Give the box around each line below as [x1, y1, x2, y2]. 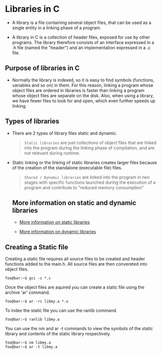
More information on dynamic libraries [19, 229, 96, 235]
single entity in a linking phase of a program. [12, 24, 101, 30]
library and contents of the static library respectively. [5, 331, 111, 337]
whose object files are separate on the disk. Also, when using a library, [12, 92, 154, 98]
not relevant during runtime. [24, 150, 80, 156]
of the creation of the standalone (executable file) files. [12, 165, 123, 171]
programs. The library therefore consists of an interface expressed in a [12, 39, 154, 45]
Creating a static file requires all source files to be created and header [5, 256, 145, 262]
